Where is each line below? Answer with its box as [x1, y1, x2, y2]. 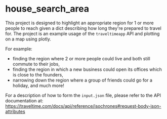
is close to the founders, [12, 71, 63, 77]
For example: [5, 46, 33, 52]
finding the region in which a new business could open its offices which [12, 66, 162, 72]
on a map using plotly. [5, 36, 52, 42]
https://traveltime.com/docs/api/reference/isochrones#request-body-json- [5, 103, 161, 109]
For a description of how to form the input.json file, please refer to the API [5, 92, 161, 98]
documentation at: [5, 97, 44, 104]
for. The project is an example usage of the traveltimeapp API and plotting [5, 30, 160, 36]
